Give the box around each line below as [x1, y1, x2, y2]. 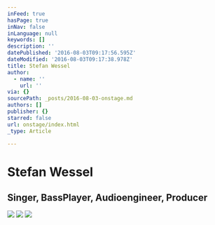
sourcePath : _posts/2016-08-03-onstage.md [7, 95, 133, 102]
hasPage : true [7, 17, 49, 24]
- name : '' [13, 75, 46, 83]
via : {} [7, 88, 30, 95]
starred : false [7, 114, 52, 121]
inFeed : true [7, 10, 46, 18]
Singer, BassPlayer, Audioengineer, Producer [7, 191, 208, 203]
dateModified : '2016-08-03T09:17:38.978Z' [7, 56, 133, 63]
